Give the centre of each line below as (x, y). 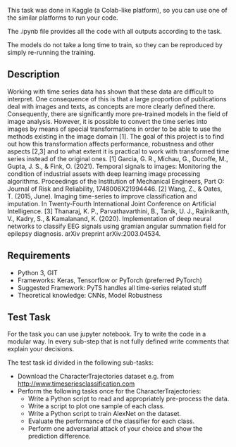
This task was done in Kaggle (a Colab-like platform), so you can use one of (117, 10)
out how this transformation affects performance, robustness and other (111, 144)
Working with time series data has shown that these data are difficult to (111, 92)
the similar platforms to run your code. (63, 18)
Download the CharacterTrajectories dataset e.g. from (96, 377)
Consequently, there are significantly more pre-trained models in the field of (118, 114)
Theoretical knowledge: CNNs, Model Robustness (90, 295)
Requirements (39, 256)
